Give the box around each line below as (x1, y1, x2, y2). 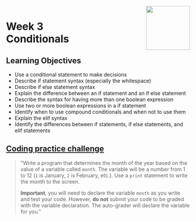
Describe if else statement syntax (14, 84, 95, 90)
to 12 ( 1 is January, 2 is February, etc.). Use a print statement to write (20, 172, 188, 179)
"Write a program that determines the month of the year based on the (20, 159, 188, 166)
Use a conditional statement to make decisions (14, 71, 127, 78)
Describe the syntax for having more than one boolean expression (14, 96, 174, 103)
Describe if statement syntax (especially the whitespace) (14, 77, 152, 84)
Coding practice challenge (6, 144, 104, 154)
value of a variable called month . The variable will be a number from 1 (20, 165, 185, 172)
